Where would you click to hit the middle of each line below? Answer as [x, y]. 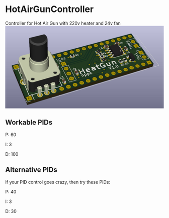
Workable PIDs [29, 122]
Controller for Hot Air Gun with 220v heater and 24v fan [63, 23]
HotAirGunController [50, 9]
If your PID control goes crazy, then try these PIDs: [58, 182]
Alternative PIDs [31, 170]
